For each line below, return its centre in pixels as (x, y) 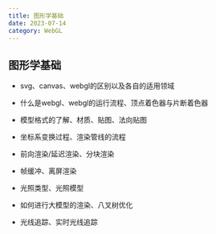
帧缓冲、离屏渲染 (48, 171)
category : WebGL (35, 30)
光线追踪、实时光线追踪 (59, 222)
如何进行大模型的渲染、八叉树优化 (76, 205)
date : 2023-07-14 (37, 23)
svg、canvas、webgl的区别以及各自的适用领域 (97, 86)
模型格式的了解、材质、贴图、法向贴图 (83, 120)
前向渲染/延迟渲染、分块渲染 (67, 154)
